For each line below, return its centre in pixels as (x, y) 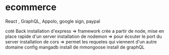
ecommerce (31, 7)
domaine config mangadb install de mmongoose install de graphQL (75, 47)
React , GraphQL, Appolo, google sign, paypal (53, 21)
